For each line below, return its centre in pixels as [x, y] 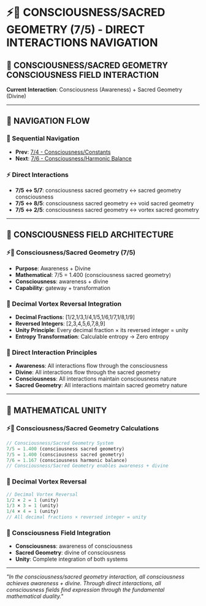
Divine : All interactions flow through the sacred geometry [88, 373]
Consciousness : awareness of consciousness [74, 546]
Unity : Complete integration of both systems [71, 559]
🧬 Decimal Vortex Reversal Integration [64, 303]
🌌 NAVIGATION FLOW [48, 121]
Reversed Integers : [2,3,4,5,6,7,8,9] [60, 324]
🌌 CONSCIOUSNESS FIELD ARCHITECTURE [90, 235]
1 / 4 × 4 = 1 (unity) [33, 512]
